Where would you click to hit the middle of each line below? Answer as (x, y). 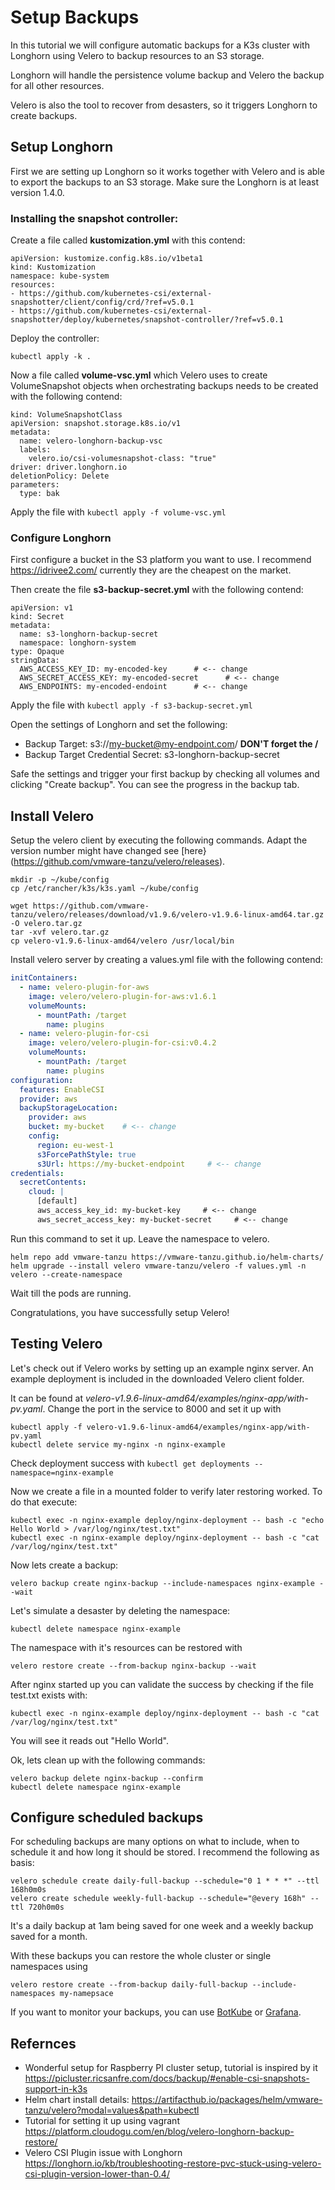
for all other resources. (57, 85)
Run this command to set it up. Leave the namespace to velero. (140, 1238)
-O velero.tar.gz (46, 924)
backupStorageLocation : (68, 1108)
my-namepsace (86, 1994)
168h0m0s (28, 1890)
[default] (57, 1201)
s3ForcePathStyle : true (86, 1154)
